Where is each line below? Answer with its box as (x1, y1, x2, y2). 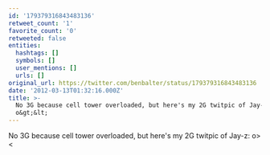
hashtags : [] (15, 49, 59, 57)
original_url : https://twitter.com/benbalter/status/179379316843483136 (8, 79, 257, 87)
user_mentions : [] (15, 64, 78, 72)
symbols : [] (15, 57, 56, 65)
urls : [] (15, 71, 45, 80)
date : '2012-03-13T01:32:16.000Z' (8, 86, 125, 95)
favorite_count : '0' (8, 27, 78, 35)
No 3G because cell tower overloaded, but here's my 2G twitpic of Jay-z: (8, 131, 251, 141)
